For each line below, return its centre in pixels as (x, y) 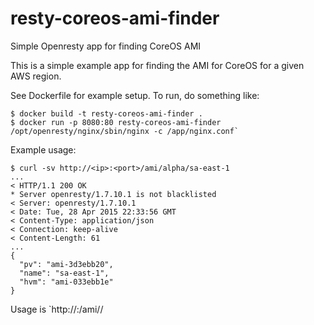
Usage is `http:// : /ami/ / (57, 309)
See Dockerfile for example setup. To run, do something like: (135, 95)
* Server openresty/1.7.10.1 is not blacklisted (113, 194)
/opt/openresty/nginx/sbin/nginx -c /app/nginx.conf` (125, 131)
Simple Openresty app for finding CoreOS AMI (106, 46)
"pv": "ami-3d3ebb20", (66, 264)
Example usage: (43, 149)
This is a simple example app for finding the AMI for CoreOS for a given (157, 65)
